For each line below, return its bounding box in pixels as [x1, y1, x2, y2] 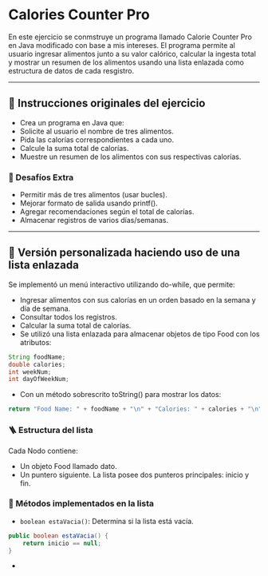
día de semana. [19, 304, 71, 313]
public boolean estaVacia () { [8, 531, 109, 540]
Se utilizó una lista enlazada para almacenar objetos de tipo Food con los [19, 329, 260, 339]
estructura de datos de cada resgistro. [8, 66, 134, 75]
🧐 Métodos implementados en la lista [8, 498, 154, 509]
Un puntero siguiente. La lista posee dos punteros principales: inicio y [19, 470, 250, 479]
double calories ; [8, 360, 66, 368]
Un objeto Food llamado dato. [19, 461, 117, 471]
